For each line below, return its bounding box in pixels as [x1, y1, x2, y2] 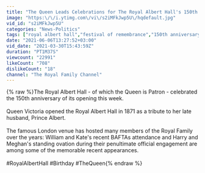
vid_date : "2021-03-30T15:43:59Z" [6, 43, 95, 50]
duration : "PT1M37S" [6, 49, 59, 55]
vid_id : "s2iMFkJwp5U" [6, 20, 64, 26]
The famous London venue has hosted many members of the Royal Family [6, 127, 193, 134]
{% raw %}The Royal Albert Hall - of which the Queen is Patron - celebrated [6, 88, 198, 95]
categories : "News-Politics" [6, 26, 81, 32]
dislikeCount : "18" [6, 65, 56, 72]
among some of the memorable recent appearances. [6, 147, 139, 154]
